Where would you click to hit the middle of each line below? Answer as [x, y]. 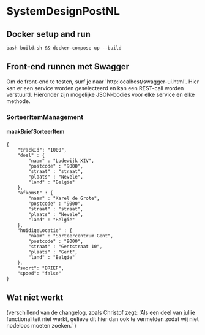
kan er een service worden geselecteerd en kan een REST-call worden [95, 88]
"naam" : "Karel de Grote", [64, 198]
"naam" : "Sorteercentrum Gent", [71, 236]
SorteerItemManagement [45, 117]
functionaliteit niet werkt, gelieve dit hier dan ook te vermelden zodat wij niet [102, 319]
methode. [18, 101]
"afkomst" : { [35, 193]
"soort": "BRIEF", [41, 268]
